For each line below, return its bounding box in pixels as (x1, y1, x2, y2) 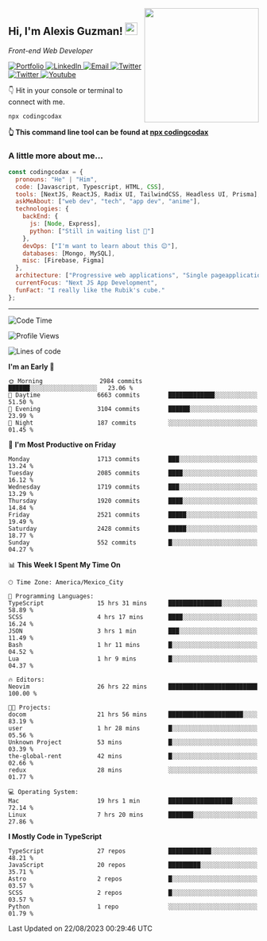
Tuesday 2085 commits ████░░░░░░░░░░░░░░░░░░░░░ (8, 469, 258, 477)
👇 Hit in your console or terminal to (8, 85, 123, 95)
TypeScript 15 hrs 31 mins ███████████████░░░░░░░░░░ (8, 599, 258, 607)
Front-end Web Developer (8, 45, 94, 55)
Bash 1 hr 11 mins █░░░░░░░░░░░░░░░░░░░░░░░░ (8, 641, 258, 649)
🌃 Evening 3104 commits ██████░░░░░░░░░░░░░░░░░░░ (8, 405, 258, 412)
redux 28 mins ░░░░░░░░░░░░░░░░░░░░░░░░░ (8, 766, 258, 774)
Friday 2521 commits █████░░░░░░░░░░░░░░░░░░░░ (8, 510, 258, 519)
